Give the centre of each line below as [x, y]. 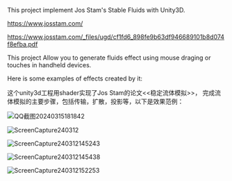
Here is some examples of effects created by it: [75, 78]
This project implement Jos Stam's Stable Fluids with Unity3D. [96, 10]
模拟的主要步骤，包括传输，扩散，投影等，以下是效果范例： [98, 101]
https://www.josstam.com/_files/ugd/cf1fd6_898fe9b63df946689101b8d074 [116, 37]
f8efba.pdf [23, 44]
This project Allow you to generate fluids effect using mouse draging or [109, 58]
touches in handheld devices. [49, 65]
